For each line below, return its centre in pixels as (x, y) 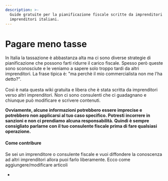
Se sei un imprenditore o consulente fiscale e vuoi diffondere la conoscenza (84, 154)
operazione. (18, 131)
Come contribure (23, 143)
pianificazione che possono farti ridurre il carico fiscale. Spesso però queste (84, 63)
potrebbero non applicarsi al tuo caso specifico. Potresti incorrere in (78, 115)
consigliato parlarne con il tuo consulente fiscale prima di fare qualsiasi (81, 126)
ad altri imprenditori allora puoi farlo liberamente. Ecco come (68, 159)
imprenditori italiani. (34, 19)
